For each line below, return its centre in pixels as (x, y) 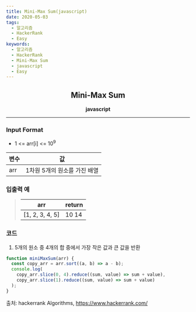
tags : (13, 22)
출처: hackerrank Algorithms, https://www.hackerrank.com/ (77, 303)
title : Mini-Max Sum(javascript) (47, 11)
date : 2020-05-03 (27, 17)
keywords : (18, 44)
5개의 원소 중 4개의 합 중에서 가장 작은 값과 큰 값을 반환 (77, 247)
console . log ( (27, 269)
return (74, 205)
